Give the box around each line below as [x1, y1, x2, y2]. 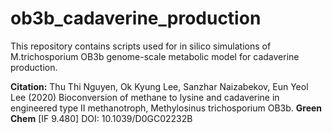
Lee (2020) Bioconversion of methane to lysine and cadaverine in [10, 91, 280, 103]
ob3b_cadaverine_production [10, 7, 262, 30]
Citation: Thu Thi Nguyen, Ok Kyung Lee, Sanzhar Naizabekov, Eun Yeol [10, 80, 309, 92]
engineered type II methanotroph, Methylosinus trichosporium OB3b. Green [10, 102, 323, 114]
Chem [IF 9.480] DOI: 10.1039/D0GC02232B [10, 112, 193, 124]
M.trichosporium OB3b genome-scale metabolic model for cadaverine [10, 50, 300, 62]
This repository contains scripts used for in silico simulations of [10, 40, 272, 52]
